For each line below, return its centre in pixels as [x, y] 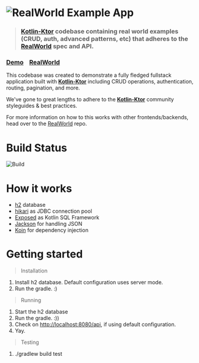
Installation [34, 271]
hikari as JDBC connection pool [53, 211]
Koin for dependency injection [52, 230]
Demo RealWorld [33, 63]
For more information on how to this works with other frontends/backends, [97, 117]
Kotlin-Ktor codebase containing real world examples [99, 32]
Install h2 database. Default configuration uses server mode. [89, 283]
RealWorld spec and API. [57, 46]
